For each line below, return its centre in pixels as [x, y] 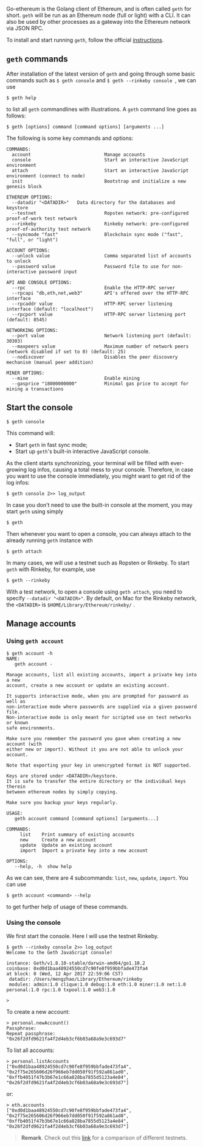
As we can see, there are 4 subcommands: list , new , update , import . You [97, 878]
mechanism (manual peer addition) [50, 362]
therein [16, 787]
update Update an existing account [66, 846]
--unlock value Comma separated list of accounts [101, 256]
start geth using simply [35, 511]
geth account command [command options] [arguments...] [87, 819]
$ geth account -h [29, 654]
